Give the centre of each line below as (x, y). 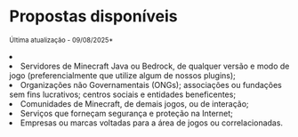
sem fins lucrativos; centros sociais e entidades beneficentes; (123, 94)
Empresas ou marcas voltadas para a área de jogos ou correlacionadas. (152, 123)
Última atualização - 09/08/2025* (61, 40)
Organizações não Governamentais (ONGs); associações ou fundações (152, 85)
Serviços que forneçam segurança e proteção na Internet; (127, 113)
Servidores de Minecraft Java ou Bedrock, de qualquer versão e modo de (155, 66)
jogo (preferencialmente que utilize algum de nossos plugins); (122, 75)
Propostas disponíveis (93, 16)
